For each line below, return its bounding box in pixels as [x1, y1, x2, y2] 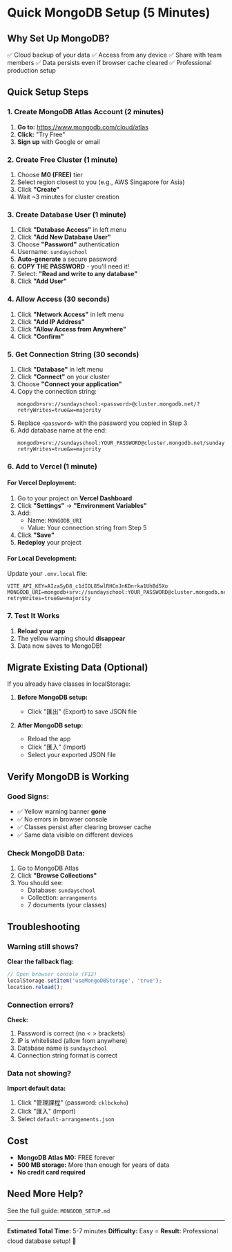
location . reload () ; [7, 983, 64, 990]
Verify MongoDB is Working [7, 770, 130, 783]
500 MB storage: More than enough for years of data [17, 1161, 170, 1169]
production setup [7, 66, 57, 74]
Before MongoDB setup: [17, 693, 88, 702]
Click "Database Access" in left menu [17, 226, 126, 234]
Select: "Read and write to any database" [17, 270, 138, 278]
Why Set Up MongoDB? [7, 33, 110, 44]
